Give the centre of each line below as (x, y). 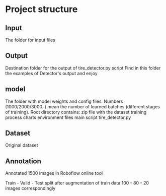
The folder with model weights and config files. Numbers (64, 101)
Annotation (23, 161)
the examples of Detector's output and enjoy (52, 73)
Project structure (41, 9)
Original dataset (22, 145)
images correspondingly (30, 188)
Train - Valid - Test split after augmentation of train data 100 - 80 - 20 (77, 183)
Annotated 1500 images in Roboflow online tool (54, 173)
